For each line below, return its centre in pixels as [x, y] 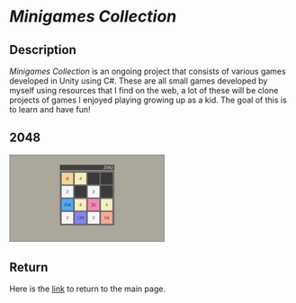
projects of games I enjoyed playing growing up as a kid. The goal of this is [148, 100]
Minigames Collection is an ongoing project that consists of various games [148, 71]
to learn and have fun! [50, 109]
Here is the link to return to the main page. [88, 289]
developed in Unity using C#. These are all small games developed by [139, 81]
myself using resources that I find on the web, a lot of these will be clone [144, 90]
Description [43, 50]
